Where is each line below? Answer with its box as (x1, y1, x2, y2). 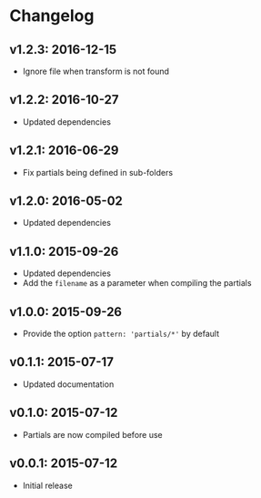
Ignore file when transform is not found (22, 66, 170, 76)
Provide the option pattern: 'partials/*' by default (22, 329, 220, 340)
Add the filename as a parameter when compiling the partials (22, 278, 252, 289)
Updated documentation (22, 379, 115, 390)
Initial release (22, 480, 73, 491)
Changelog (9, 5, 95, 26)
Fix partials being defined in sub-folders (22, 167, 174, 178)
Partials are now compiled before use (22, 429, 163, 440)
